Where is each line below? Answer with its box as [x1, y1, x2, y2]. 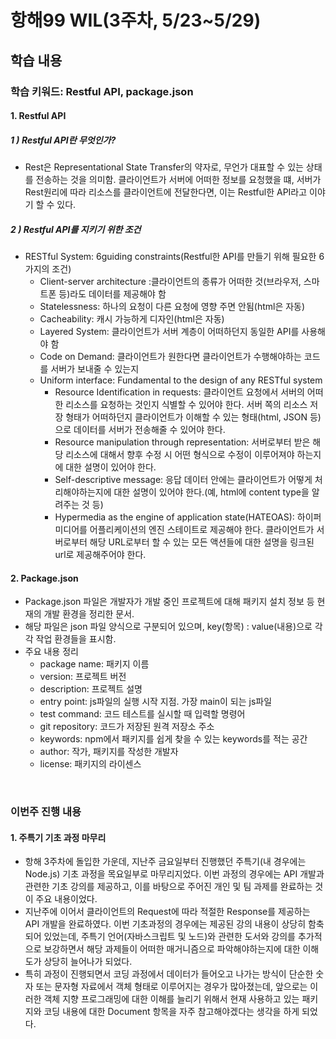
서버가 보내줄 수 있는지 [50, 363, 140, 375]
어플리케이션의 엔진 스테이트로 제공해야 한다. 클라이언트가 [89, 524, 315, 536]
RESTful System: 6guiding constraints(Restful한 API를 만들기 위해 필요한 [24, 251, 317, 263]
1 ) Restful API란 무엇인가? [10, 134, 117, 146]
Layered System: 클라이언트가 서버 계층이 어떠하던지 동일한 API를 [39, 326, 300, 338]
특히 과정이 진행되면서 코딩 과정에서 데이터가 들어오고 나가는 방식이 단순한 [24, 968, 314, 980]
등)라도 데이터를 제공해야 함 [58, 288, 167, 300]
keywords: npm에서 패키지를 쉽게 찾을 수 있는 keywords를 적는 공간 [39, 733, 308, 745]
